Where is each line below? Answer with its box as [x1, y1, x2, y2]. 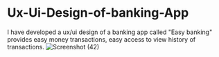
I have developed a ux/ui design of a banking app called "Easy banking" [7, 28, 213, 36]
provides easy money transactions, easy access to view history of [7, 35, 196, 43]
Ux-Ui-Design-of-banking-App [7, 5, 189, 21]
